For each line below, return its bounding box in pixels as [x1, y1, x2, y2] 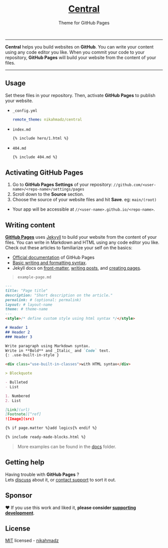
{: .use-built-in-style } [5, 353, 59, 358]
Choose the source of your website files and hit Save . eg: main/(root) [12, 197, 157, 203]
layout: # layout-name [5, 302, 52, 307]
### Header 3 [5, 334, 32, 339]
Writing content [5, 221, 55, 229]
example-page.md [17, 275, 51, 280]
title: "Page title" [5, 288, 48, 293]
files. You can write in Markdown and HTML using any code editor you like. [5, 239, 159, 245]
